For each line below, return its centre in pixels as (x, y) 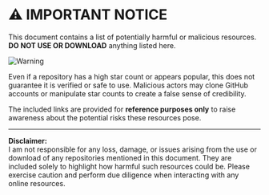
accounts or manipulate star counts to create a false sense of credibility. (127, 93)
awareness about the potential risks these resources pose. (105, 117)
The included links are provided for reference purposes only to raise (122, 109)
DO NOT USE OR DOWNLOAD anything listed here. (92, 45)
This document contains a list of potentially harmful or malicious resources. (132, 37)
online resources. (37, 183)
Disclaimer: (28, 140)
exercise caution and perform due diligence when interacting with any (124, 175)
